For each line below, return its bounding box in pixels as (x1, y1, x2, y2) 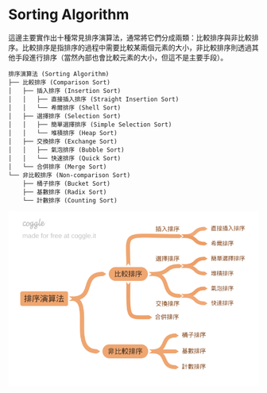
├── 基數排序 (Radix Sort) (22, 188, 107, 196)
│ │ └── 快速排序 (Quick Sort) (8, 154, 122, 162)
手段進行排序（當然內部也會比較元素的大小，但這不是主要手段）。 (14, 52, 228, 62)
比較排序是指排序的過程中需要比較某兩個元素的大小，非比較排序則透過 (21, 42, 252, 52)
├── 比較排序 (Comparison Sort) (8, 78, 111, 87)
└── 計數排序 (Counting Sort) (22, 196, 118, 204)
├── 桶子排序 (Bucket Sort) (22, 179, 111, 187)
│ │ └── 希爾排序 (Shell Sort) (8, 103, 122, 112)
